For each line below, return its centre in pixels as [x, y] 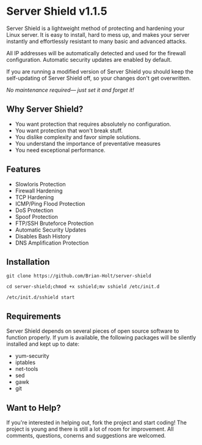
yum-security [32, 356]
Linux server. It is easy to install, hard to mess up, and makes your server [98, 34]
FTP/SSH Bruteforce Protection [54, 223]
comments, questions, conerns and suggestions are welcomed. [86, 435]
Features [23, 169]
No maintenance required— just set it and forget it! [70, 89]
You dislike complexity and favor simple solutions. [78, 137]
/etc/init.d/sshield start [41, 298]
